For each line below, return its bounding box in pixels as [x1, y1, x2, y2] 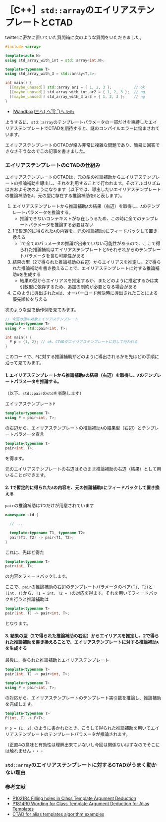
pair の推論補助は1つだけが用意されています [5, 502, 94, 509]
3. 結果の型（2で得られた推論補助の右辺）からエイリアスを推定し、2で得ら [5, 632, 159, 638]
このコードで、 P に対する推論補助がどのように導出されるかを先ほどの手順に [5, 353, 160, 360]
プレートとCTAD [5, 17, 73, 28]
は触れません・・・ [5, 748, 45, 754]
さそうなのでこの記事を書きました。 [13, 148, 88, 154]
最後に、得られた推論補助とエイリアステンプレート [5, 657, 110, 663]
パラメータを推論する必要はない [28, 221, 94, 227]
